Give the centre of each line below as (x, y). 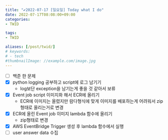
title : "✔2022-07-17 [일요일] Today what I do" (55, 10)
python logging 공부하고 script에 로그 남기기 (57, 82)
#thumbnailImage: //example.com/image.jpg (50, 61)
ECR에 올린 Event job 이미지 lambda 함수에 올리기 (62, 113)
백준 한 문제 (24, 76)
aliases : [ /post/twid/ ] (30, 47)
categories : (18, 19)
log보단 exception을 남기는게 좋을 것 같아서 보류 (68, 88)
